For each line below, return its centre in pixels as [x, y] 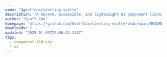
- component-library [31, 42]
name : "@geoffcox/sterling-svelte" [42, 10]
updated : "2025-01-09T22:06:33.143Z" [44, 33]
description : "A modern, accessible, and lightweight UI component [77, 14]
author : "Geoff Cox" [27, 19]
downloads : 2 [19, 28]
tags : [11, 38]
